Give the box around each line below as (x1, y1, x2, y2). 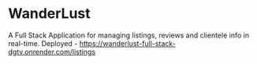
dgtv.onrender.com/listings (8, 47, 96, 56)
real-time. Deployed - (8, 38, 78, 48)
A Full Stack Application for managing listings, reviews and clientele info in (8, 30, 250, 40)
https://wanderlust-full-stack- (79, 38, 176, 48)
